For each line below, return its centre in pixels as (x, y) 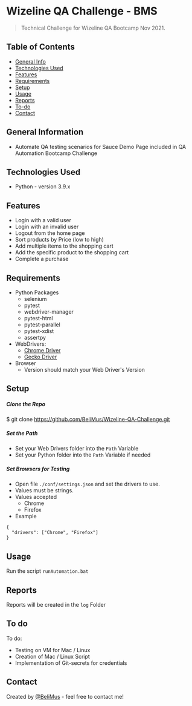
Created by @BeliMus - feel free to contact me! (65, 696)
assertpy (35, 338)
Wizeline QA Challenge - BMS (82, 11)
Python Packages (37, 292)
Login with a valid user (43, 220)
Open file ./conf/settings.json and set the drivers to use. (87, 484)
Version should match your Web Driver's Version (84, 370)
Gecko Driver (40, 357)
